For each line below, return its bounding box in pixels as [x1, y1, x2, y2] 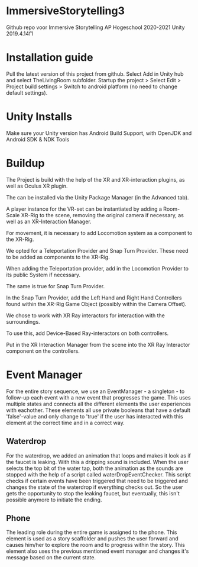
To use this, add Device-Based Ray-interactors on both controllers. [6, 330, 169, 337]
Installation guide [6, 51, 93, 65]
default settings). [6, 89, 48, 96]
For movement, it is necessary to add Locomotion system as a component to [6, 229, 193, 236]
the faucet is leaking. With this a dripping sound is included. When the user [6, 458, 189, 465]
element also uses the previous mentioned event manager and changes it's [6, 547, 189, 555]
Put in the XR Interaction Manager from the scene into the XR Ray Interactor [6, 341, 190, 348]
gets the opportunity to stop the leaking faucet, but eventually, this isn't [6, 489, 180, 497]
